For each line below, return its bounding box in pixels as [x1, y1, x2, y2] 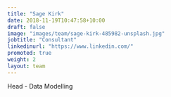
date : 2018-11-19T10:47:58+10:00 [7, 17, 106, 24]
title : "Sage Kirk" [7, 10, 65, 18]
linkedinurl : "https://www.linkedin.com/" [7, 43, 134, 50]
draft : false [7, 23, 46, 30]
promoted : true [7, 50, 52, 57]
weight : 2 [7, 56, 37, 63]
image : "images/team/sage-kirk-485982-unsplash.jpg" [7, 30, 165, 37]
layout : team [7, 63, 46, 70]
